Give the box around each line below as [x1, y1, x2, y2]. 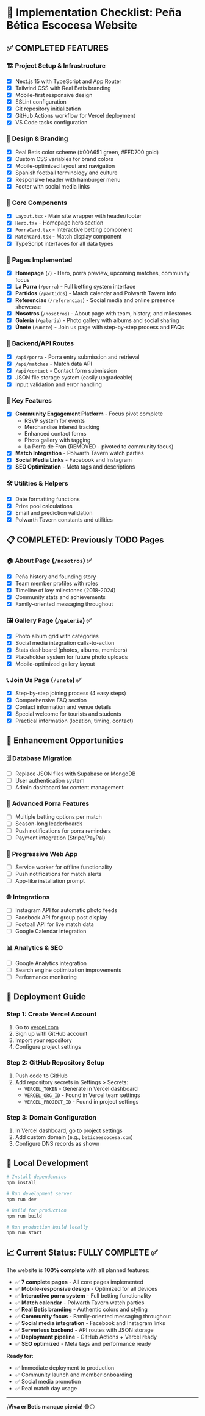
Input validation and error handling [15, 381, 103, 388]
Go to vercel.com [15, 1023, 59, 1030]
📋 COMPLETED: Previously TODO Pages [6, 535, 164, 545]
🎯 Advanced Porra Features [6, 799, 90, 808]
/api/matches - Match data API [15, 360, 93, 367]
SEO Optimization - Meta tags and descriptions [15, 463, 135, 470]
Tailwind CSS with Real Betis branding [15, 84, 111, 92]
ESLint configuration [15, 98, 67, 106]
